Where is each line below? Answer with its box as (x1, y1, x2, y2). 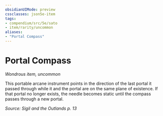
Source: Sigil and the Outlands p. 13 (5, 105, 77, 111)
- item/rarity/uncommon (5, 25, 54, 30)
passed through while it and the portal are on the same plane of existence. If (5, 85, 158, 91)
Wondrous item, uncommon (5, 71, 61, 77)
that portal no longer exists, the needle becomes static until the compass (5, 91, 151, 97)
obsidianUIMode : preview (5, 7, 55, 12)
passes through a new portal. (5, 96, 64, 102)
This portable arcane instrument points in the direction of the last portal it (5, 81, 152, 86)
